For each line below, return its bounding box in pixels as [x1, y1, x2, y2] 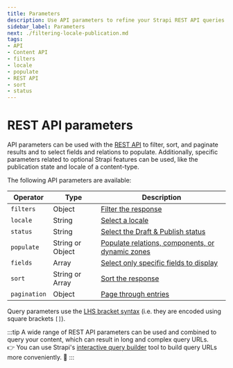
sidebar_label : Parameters [7, 23, 85, 30]
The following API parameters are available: [7, 176, 132, 185]
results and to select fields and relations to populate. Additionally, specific [7, 148, 218, 156]
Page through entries [100, 290, 170, 299]
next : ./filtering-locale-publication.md [7, 29, 129, 37]
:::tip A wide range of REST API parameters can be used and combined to [7, 328, 217, 337]
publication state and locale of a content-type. [7, 162, 140, 171]
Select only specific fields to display [100, 258, 218, 268]
